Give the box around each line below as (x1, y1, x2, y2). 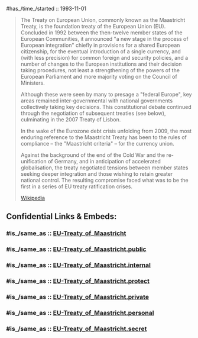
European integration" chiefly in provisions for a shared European (20, 41, 180, 49)
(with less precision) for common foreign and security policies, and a (20, 54, 189, 61)
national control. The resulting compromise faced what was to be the (20, 177, 189, 184)
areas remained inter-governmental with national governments (20, 97, 173, 104)
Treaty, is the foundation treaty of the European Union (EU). (20, 23, 166, 30)
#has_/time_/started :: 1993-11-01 (6, 5, 87, 12)
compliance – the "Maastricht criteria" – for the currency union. (20, 140, 174, 147)
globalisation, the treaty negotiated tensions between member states (20, 164, 189, 171)
